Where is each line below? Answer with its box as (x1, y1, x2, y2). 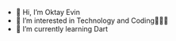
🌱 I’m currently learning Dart (15, 24, 109, 33)
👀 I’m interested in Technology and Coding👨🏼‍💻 (15, 16, 169, 25)
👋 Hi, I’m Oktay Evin (15, 8, 81, 17)
